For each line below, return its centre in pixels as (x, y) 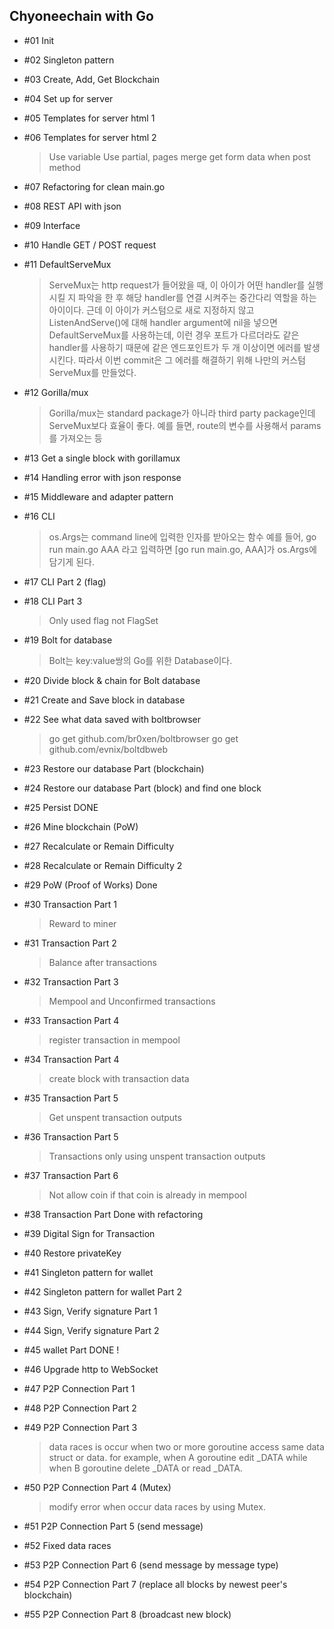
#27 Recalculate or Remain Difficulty (99, 846)
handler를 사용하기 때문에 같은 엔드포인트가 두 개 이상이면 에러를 (175, 347)
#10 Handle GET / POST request (90, 245)
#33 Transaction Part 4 (71, 1020)
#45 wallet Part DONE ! (71, 1350)
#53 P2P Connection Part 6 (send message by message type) (151, 1565)
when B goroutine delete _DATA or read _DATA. (145, 1468)
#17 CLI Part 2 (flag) (65, 581)
